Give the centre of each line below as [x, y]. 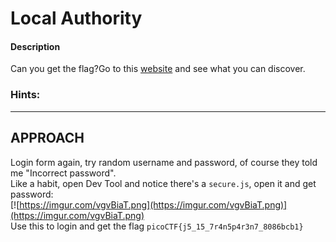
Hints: [25, 95]
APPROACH [47, 138]
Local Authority [76, 18]
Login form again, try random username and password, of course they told [164, 162]
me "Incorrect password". [63, 173]
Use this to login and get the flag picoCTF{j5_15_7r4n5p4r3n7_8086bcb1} [157, 226]
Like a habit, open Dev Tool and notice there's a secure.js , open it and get [163, 183]
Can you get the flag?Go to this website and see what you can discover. [158, 69]
